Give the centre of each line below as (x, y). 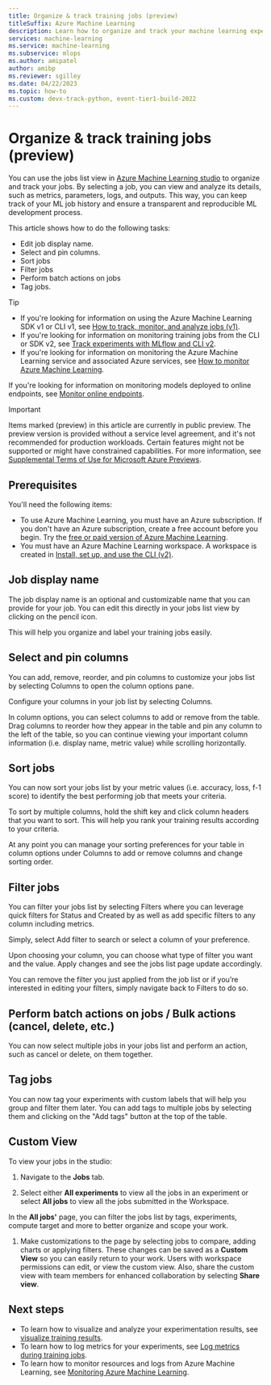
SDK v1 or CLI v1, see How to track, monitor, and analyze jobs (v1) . (130, 327)
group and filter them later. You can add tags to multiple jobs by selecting (130, 1108)
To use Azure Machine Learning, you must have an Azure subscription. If (141, 520)
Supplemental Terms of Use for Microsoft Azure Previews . (105, 460)
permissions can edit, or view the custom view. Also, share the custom (137, 1267)
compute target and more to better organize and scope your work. (118, 1225)
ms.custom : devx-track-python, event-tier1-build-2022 (102, 99)
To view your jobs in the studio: (60, 1161)
